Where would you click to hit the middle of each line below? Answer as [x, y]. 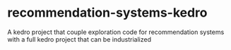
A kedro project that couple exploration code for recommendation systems [116, 32]
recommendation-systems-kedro [107, 13]
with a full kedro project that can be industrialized [79, 39]
